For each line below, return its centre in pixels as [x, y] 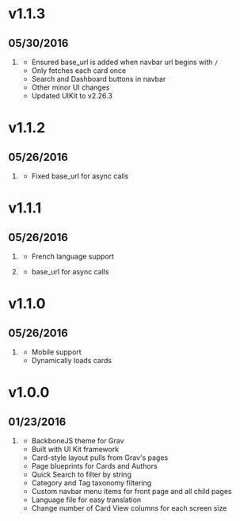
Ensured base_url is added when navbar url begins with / [125, 62]
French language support [73, 256]
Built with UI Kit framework [75, 449]
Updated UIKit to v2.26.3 [72, 96]
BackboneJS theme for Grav [78, 441]
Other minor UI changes [70, 87]
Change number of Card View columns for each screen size [129, 508]
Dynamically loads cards [72, 360]
